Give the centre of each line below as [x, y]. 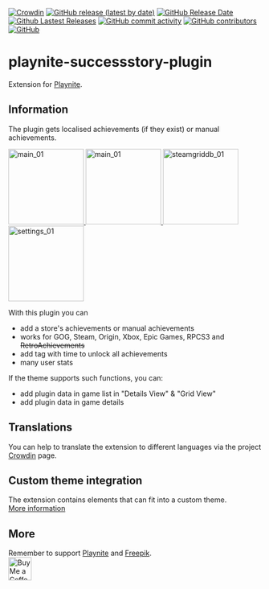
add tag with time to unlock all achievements [94, 353]
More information [37, 509]
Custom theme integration [75, 480]
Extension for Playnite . [45, 84]
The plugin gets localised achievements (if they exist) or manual [114, 129]
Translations [41, 428]
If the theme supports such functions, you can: [86, 377]
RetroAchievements [52, 345]
